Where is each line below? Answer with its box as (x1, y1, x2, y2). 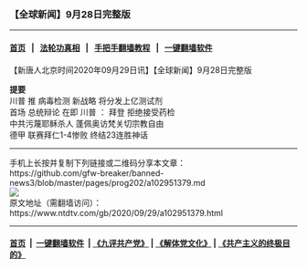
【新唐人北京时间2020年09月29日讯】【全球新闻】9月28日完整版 (9, 64, 253, 75)
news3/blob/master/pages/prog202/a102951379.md (9, 177, 206, 188)
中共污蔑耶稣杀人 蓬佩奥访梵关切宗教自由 (9, 118, 164, 129)
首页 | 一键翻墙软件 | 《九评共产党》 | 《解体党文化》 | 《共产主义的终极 (9, 238, 283, 249)
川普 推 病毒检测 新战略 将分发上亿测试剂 (9, 95, 163, 106)
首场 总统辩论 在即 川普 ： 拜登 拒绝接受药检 (9, 107, 175, 118)
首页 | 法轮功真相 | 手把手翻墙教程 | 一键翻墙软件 (9, 42, 213, 53)
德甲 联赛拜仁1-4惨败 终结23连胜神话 (9, 129, 149, 140)
